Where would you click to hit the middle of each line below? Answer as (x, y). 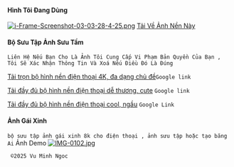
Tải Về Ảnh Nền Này (166, 26)
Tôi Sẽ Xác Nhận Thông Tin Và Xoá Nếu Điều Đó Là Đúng (90, 64)
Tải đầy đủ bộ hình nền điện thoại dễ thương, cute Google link (99, 91)
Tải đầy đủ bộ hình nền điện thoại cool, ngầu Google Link (91, 104)
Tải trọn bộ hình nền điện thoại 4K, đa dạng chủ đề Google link (99, 77)
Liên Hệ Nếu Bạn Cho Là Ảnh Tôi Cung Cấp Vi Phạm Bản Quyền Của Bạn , (114, 57)
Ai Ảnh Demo (27, 143)
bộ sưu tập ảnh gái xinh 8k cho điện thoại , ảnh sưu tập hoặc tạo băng (117, 136)
